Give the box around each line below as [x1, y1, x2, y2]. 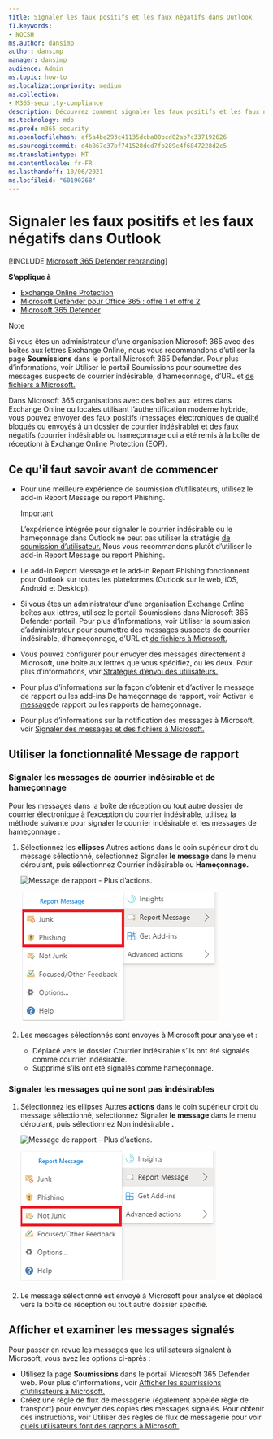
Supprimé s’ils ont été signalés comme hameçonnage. [32, 1062, 214, 1073]
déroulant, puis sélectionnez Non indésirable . [19, 1118, 175, 1128]
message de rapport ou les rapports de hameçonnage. [19, 700, 201, 709]
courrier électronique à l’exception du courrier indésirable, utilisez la [8, 809, 236, 819]
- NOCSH [8, 30, 35, 38]
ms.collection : [8, 90, 60, 98]
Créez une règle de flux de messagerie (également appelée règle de [19, 1395, 249, 1405]
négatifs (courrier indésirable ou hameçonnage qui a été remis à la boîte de [8, 430, 260, 440]
